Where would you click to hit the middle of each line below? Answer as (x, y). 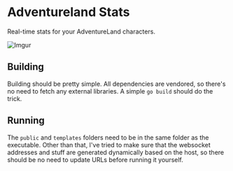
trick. (15, 98)
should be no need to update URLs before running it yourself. (96, 159)
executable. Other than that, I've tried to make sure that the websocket (109, 144)
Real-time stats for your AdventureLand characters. (82, 31)
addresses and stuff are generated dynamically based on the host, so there (116, 152)
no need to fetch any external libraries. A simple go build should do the (110, 91)
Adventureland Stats (69, 12)
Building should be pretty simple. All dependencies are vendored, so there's (116, 84)
